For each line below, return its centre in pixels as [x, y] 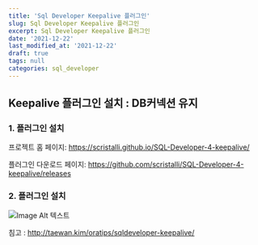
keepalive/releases [40, 174]
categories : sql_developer [54, 69]
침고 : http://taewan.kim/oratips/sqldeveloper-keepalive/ [102, 232]
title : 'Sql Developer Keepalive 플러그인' [80, 16]
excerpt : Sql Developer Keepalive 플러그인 [80, 31]
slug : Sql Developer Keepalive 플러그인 [74, 23]
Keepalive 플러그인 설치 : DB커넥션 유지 [103, 103]
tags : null [27, 61]
